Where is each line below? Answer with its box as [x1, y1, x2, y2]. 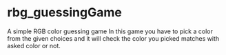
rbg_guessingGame [7, 5, 122, 20]
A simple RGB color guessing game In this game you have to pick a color [7, 27, 214, 35]
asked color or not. [7, 41, 61, 50]
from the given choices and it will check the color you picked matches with [7, 34, 220, 42]
